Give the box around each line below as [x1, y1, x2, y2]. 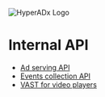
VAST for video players [19, 79, 97, 89]
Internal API [8, 36, 89, 54]
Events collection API [19, 71, 91, 81]
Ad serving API [19, 62, 70, 72]
